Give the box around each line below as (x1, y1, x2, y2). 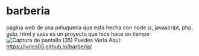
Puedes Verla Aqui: (74, 36, 122, 43)
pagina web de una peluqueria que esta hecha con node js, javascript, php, (6, 24, 194, 31)
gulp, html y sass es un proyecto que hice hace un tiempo (6, 30, 150, 37)
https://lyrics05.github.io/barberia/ (6, 43, 92, 50)
